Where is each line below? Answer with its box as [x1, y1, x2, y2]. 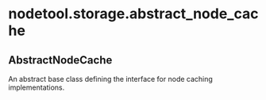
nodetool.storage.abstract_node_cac [8, 5, 259, 23]
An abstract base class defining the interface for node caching [8, 75, 213, 83]
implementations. [8, 83, 65, 92]
